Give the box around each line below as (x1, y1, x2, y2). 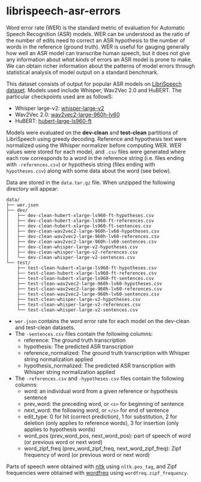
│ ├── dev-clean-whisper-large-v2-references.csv (6, 249, 138, 255)
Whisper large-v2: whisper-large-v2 (14, 104, 104, 112)
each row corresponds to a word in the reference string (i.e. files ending (6, 154, 184, 161)
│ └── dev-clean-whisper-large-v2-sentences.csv (6, 254, 136, 260)
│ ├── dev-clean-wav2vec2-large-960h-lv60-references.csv (6, 233, 160, 239)
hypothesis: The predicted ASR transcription (23, 343, 134, 350)
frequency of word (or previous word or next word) (23, 451, 150, 458)
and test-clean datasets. (14, 324, 76, 331)
